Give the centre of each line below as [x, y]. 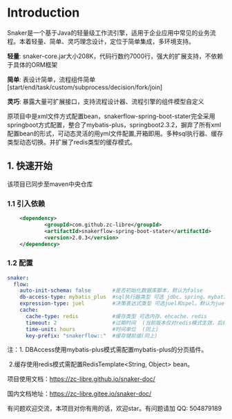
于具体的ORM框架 [32, 64]
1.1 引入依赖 [26, 203]
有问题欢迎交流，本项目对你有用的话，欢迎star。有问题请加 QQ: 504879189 [115, 409]
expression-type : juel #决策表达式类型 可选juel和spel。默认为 [117, 304]
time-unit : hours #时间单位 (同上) [92, 329]
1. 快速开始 [30, 166]
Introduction [43, 13]
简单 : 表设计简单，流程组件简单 [51, 79]
